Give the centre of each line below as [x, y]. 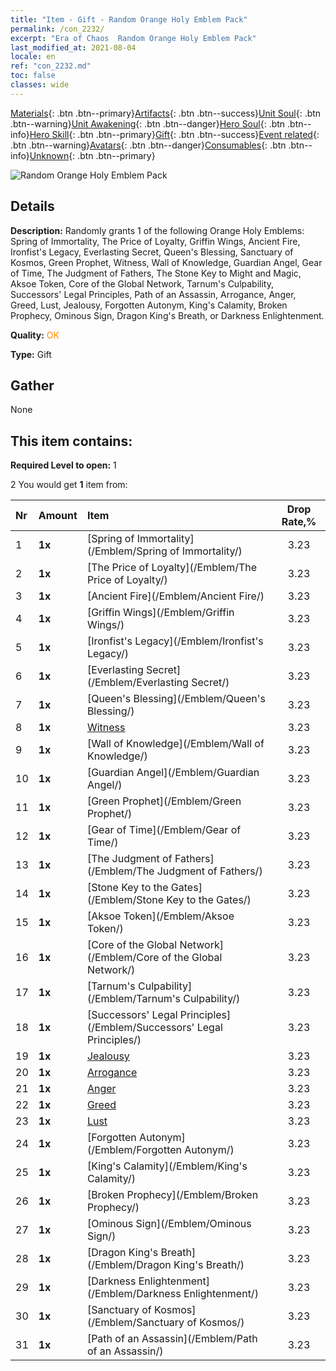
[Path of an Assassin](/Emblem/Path [172, 1339]
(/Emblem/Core [123, 958]
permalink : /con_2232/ [57, 29]
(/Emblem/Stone [125, 900]
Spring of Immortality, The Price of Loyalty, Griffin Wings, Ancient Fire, [155, 241]
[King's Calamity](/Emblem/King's [167, 1166]
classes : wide [40, 85]
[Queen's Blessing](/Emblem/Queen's [176, 699]
